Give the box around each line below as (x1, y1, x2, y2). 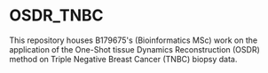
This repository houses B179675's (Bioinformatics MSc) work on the (9, 35, 258, 45)
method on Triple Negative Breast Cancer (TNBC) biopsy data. (9, 53, 238, 64)
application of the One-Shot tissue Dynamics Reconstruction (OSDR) (9, 44, 260, 54)
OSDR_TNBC (9, 5, 104, 26)
